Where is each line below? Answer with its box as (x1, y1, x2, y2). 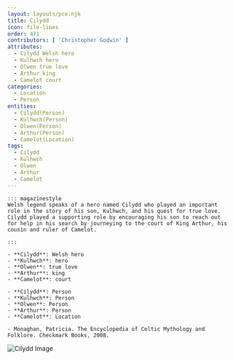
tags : (7, 143, 23, 150)
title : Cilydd (7, 17, 50, 24)
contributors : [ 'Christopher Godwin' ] (7, 37, 129, 44)
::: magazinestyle (7, 195, 62, 202)
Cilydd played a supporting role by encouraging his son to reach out (7, 214, 221, 221)
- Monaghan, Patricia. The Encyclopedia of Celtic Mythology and (7, 325, 205, 332)
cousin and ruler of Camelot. (7, 226, 97, 233)
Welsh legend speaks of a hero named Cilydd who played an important (7, 201, 218, 208)
